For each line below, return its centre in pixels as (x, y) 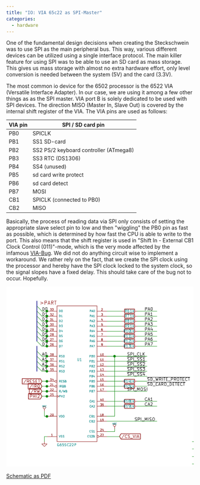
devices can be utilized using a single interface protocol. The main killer (94, 55)
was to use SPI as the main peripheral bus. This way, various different (92, 49)
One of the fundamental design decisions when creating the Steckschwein (98, 43)
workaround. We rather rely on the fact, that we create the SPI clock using (97, 259)
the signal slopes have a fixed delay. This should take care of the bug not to (99, 272)
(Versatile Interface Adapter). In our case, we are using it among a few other (99, 92)
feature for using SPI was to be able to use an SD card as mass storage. (94, 62)
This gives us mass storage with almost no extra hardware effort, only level (98, 68)
